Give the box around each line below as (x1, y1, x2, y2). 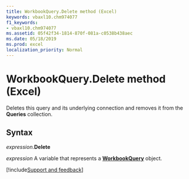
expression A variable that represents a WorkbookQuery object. (6, 154, 163, 162)
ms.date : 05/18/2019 (6, 36, 57, 42)
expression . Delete (6, 143, 51, 150)
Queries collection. (6, 110, 53, 118)
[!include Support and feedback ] (6, 166, 84, 173)
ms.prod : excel (6, 42, 44, 48)
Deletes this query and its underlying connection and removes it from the (6, 104, 184, 111)
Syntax (6, 128, 33, 138)
